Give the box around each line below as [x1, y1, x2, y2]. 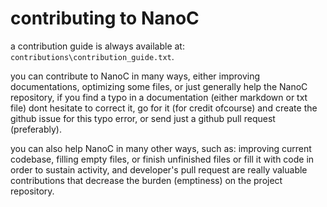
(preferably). [10, 123, 62, 135]
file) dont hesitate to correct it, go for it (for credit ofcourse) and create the [10, 102, 318, 114]
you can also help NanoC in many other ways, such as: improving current [10, 142, 312, 154]
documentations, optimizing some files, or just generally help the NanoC [10, 80, 308, 92]
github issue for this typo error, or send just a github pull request [10, 112, 276, 124]
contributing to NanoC [10, 7, 200, 30]
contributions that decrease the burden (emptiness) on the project [10, 174, 283, 186]
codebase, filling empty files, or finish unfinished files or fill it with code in [10, 153, 315, 165]
